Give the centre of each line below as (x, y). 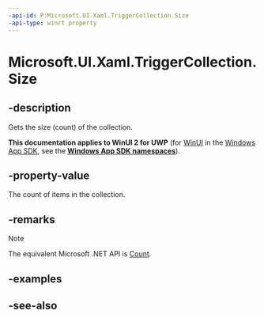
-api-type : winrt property (53, 23)
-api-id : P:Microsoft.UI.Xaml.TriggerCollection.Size (99, 15)
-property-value (49, 175)
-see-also (33, 305)
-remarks (32, 220)
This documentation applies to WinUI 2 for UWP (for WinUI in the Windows (132, 142)
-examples (35, 279)
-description (40, 108)
